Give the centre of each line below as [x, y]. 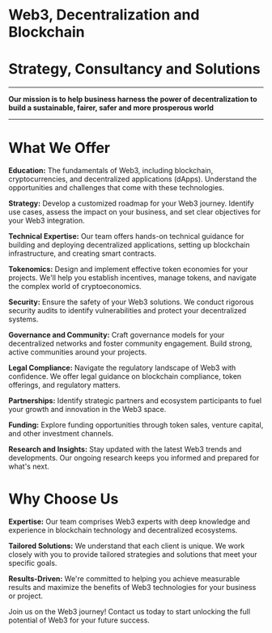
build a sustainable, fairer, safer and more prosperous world [111, 108]
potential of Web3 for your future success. [79, 620]
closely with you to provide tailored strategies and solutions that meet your [133, 554]
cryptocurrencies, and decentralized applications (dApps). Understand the [133, 179]
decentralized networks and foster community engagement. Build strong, [130, 344]
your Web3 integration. [47, 221]
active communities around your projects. [78, 352]
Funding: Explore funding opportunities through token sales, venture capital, [136, 425]
